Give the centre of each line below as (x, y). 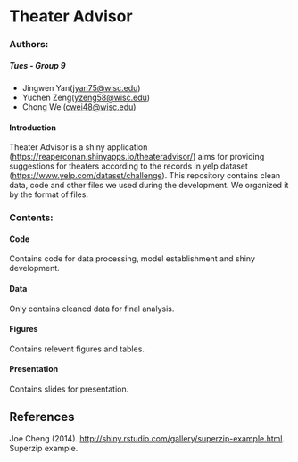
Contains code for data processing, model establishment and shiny (132, 259)
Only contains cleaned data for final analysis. (92, 309)
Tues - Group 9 (37, 65)
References (42, 417)
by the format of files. (49, 194)
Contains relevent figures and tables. (77, 349)
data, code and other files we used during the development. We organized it (149, 186)
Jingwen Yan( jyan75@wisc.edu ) (81, 88)
